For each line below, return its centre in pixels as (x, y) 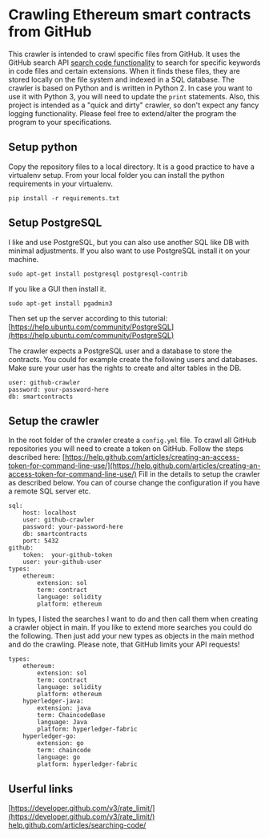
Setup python (43, 147)
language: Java (62, 723)
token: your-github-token (68, 555)
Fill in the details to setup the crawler (199, 474)
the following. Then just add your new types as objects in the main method (131, 636)
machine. (24, 259)
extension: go (60, 743)
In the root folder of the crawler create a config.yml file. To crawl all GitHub (132, 440)
